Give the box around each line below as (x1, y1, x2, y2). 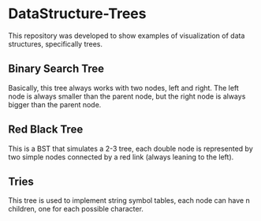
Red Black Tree (8, 123, 84, 137)
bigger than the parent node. (8, 99, 102, 109)
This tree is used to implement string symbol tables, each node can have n (8, 196, 250, 205)
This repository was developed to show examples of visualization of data (8, 31, 245, 40)
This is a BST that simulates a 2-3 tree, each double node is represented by (8, 144, 254, 153)
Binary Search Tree (8, 62, 105, 76)
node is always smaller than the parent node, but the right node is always (8, 92, 246, 101)
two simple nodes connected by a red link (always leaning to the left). (8, 152, 234, 162)
